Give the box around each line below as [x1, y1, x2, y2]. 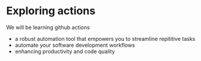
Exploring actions [6, 4, 96, 18]
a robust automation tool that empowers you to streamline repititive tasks [14, 35, 196, 42]
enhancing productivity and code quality [14, 47, 115, 54]
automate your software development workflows [14, 41, 135, 49]
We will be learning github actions [6, 24, 90, 31]
